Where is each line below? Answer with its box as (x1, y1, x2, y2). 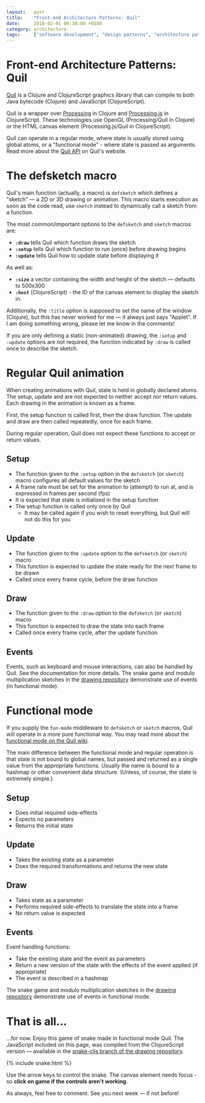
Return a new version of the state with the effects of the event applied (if (15, 962, 198, 969)
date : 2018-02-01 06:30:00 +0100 (6, 20, 103, 26)
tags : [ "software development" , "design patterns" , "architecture (6, 32, 190, 38)
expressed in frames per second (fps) (15, 489, 111, 497)
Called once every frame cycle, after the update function (15, 629, 158, 636)
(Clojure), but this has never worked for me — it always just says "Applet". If (6, 313, 197, 321)
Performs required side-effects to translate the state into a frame (15, 903, 178, 910)
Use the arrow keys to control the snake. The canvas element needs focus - (6, 1071, 197, 1079)
